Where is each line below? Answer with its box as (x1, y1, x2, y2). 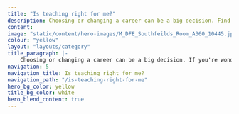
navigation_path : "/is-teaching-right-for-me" (7, 76, 148, 84)
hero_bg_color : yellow (7, 83, 75, 90)
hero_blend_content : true (7, 96, 84, 103)
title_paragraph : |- (7, 50, 69, 57)
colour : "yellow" (7, 37, 59, 44)
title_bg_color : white (7, 89, 75, 96)
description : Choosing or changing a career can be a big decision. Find (7, 17, 231, 24)
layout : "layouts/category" (7, 43, 91, 50)
